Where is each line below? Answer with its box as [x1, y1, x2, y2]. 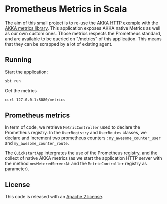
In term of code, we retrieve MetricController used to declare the [5, 124, 141, 130]
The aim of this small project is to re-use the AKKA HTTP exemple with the [5, 20, 158, 26]
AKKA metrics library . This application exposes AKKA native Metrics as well [5, 25, 161, 31]
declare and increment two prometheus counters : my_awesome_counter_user [5, 135, 161, 141]
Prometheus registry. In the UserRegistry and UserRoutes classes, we [5, 130, 147, 136]
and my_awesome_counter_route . [5, 140, 69, 146]
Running [5, 56, 32, 64]
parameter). [5, 166, 30, 172]
